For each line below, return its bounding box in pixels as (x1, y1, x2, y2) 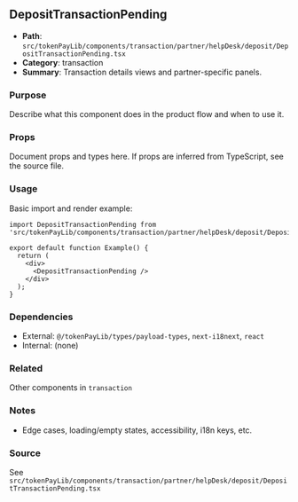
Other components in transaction (9, 382, 133, 393)
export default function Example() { (9, 243, 149, 252)
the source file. (9, 161, 65, 171)
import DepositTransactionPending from (9, 220, 157, 229)
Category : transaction (21, 57, 104, 67)
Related (9, 362, 43, 374)
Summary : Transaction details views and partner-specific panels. (21, 67, 263, 77)
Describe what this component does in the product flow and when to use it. (9, 109, 285, 120)
